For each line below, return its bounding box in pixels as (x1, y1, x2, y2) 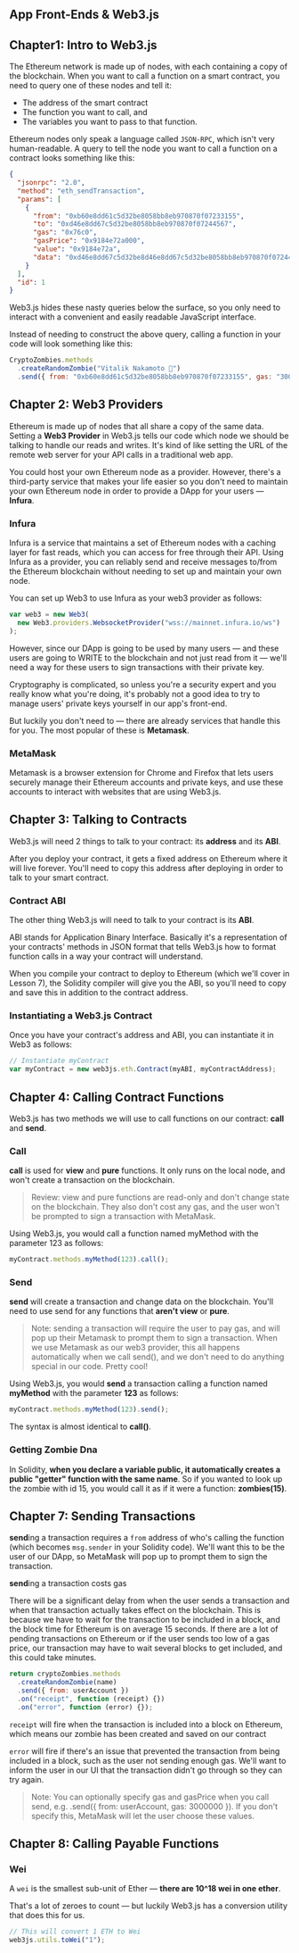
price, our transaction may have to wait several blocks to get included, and (9, 1642, 283, 1654)
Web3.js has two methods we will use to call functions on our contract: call (9, 1113, 285, 1124)
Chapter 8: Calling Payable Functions (9, 1836, 220, 1851)
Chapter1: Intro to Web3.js (9, 37, 158, 53)
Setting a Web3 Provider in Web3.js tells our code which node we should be (9, 430, 289, 441)
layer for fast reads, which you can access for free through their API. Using (9, 547, 284, 558)
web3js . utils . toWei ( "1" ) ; (9, 1936, 105, 1945)
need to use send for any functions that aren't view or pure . (9, 1306, 230, 1317)
